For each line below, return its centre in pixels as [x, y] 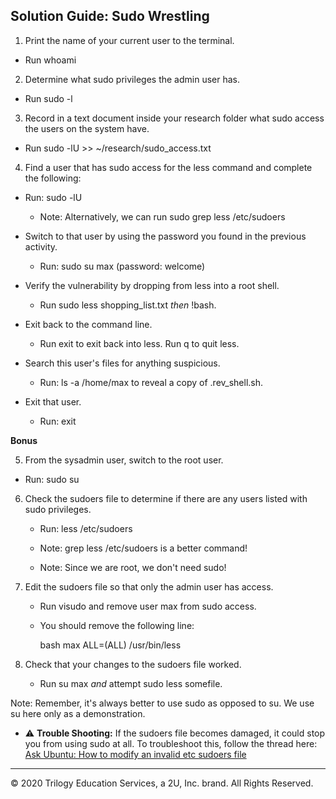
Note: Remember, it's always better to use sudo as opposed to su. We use [162, 703]
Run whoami [50, 60]
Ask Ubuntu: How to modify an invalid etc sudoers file [135, 754]
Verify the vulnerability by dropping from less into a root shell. [152, 285]
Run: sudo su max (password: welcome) [122, 266]
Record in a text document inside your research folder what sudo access [174, 118]
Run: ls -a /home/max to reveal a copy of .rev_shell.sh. [151, 382]
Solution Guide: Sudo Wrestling [110, 16]
